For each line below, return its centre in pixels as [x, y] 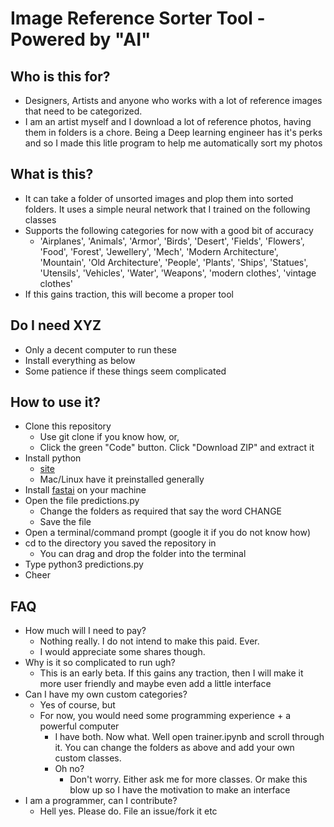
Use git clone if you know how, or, [109, 437]
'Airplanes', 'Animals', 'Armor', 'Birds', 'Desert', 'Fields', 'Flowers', [172, 241]
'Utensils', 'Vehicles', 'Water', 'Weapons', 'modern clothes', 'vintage [178, 273]
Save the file [65, 522]
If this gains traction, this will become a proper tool [129, 294]
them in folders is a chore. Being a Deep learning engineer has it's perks [173, 132]
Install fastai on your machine [85, 490]
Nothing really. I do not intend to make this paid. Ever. [149, 641]
